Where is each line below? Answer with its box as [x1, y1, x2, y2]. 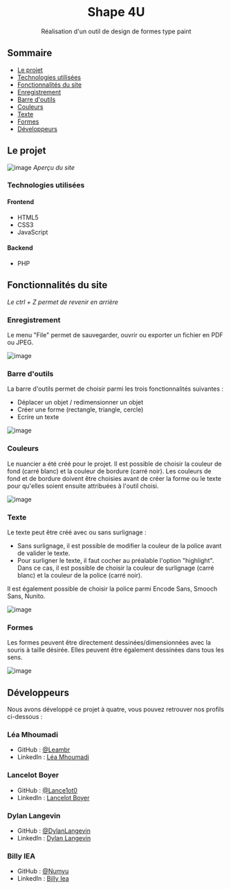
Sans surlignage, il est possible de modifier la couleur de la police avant [17, 541, 222, 550]
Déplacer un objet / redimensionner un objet [17, 398, 144, 407]
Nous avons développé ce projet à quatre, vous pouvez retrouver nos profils [7, 705, 225, 713]
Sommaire [7, 47, 53, 59]
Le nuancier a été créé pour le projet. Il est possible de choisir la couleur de [7, 459, 223, 468]
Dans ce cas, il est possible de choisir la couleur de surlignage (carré [17, 564, 214, 572]
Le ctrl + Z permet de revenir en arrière [7, 298, 119, 306]
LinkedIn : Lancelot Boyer [17, 793, 90, 802]
